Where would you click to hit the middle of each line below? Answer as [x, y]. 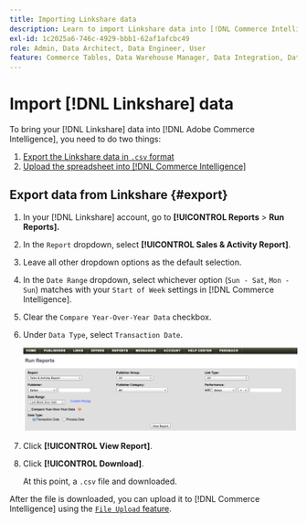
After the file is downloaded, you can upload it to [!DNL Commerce [135, 498]
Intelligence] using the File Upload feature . [90, 508]
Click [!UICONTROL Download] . [83, 463]
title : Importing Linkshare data [73, 19]
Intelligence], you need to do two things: [85, 139]
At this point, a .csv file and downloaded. [100, 481]
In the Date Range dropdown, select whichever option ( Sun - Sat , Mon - [156, 279]
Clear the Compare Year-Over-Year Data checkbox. [117, 317]
